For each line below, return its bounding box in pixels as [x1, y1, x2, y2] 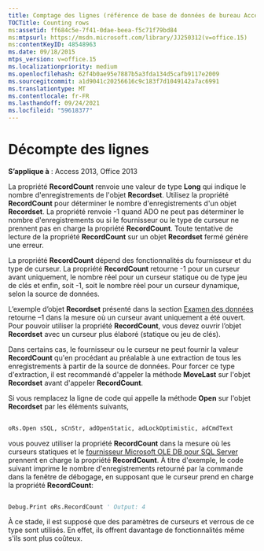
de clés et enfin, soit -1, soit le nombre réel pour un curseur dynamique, [8, 280, 240, 290]
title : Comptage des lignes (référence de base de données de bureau [8, 11, 241, 20]
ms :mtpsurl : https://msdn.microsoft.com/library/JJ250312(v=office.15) [8, 33, 247, 42]
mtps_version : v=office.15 [8, 56, 97, 64]
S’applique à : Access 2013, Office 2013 [8, 166, 137, 176]
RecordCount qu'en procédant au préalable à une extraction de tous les [8, 353, 242, 362]
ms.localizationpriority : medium [8, 63, 118, 71]
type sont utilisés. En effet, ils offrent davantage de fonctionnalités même [8, 525, 245, 535]
